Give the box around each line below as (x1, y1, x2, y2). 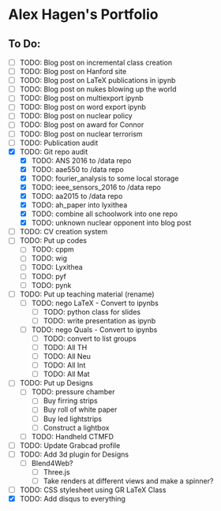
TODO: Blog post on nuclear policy (19, 111, 133, 121)
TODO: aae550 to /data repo (31, 164, 124, 174)
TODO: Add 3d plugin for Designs (19, 449, 129, 459)
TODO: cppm (31, 244, 75, 254)
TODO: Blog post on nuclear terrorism (19, 129, 144, 139)
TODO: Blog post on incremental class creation (19, 58, 173, 67)
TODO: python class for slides (43, 307, 140, 316)
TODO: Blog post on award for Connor (19, 120, 144, 129)
